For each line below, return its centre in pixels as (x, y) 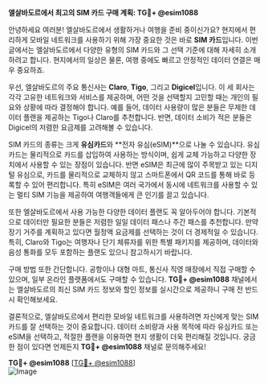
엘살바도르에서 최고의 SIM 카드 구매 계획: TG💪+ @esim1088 (104, 12)
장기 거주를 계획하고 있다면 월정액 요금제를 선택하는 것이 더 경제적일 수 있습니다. (134, 232)
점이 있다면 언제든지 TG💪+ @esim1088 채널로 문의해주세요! (111, 347)
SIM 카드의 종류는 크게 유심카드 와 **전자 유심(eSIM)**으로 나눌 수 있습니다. (127, 145)
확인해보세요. (37, 299)
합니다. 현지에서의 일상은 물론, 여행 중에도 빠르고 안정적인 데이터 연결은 (141, 60)
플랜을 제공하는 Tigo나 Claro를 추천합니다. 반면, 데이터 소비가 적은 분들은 (138, 117)
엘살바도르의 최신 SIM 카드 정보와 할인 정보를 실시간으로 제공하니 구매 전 (130, 289)
